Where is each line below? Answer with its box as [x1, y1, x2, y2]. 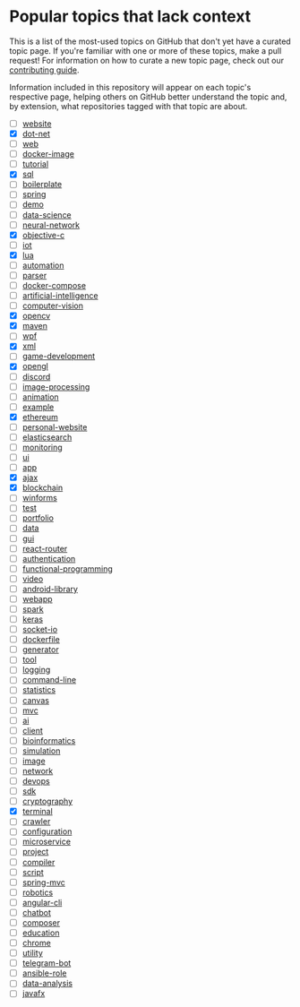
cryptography [21, 796, 73, 807]
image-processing [21, 381, 90, 392]
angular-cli [21, 897, 63, 908]
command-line [21, 675, 77, 685]
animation [21, 392, 60, 402]
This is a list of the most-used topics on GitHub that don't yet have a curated [9, 36, 291, 47]
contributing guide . [9, 65, 80, 75]
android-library [21, 583, 79, 594]
